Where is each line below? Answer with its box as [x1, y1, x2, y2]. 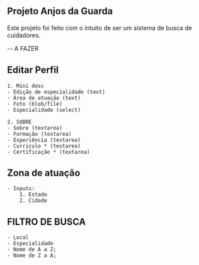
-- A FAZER [7, 44, 39, 52]
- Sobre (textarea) [7, 124, 63, 131]
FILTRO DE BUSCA [7, 216, 86, 227]
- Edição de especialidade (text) [7, 89, 106, 95]
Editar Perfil [7, 65, 59, 76]
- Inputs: [7, 185, 36, 192]
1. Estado [19, 192, 48, 198]
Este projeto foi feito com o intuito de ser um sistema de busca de [7, 23, 193, 32]
